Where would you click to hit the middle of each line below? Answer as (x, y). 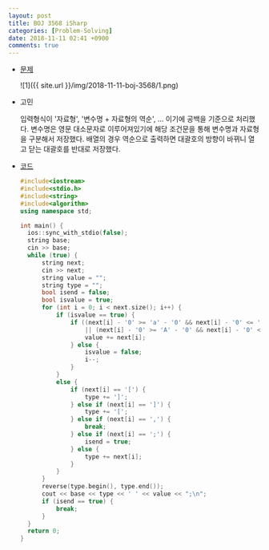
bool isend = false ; (76, 293)
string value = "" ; (74, 277)
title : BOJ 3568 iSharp (48, 23)
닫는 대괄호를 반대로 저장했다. (74, 149)
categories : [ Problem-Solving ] (60, 30)
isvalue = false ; (113, 352)
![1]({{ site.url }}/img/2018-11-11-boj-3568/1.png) (99, 86)
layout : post (30, 16)
